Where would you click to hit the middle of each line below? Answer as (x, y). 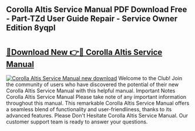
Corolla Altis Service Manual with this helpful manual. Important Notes (91, 91)
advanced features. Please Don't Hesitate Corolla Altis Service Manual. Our (97, 116)
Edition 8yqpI (31, 28)
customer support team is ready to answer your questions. (77, 122)
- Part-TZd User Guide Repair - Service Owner (92, 19)
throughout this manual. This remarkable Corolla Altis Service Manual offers (98, 103)
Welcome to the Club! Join (150, 78)
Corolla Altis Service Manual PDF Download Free (97, 10)
